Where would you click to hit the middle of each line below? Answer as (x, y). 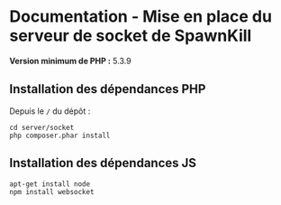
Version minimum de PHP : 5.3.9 (71, 61)
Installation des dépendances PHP (108, 89)
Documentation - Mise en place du (141, 17)
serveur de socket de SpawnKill (131, 36)
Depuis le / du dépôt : (50, 111)
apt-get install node (50, 184)
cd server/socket (42, 127)
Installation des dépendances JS (103, 163)
